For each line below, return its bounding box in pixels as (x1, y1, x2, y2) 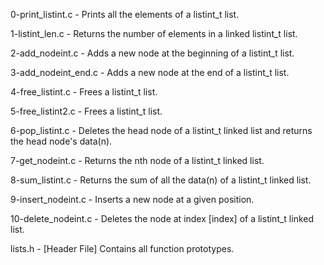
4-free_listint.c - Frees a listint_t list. (10, 86, 158, 98)
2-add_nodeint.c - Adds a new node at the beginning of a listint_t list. (10, 47, 295, 59)
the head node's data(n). (10, 135, 113, 147)
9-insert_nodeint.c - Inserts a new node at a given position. (10, 194, 255, 205)
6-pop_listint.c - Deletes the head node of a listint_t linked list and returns (10, 125, 313, 136)
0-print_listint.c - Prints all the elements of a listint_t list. (10, 9, 240, 20)
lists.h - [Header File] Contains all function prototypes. (10, 243, 235, 254)
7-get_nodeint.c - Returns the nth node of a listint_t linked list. (10, 155, 265, 166)
